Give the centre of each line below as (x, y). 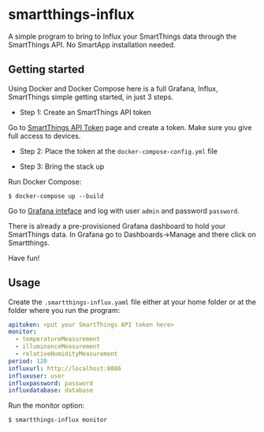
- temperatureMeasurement (58, 339)
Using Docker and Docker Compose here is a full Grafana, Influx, (113, 88)
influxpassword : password (50, 383)
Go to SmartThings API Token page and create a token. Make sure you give (130, 127)
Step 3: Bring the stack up (62, 166)
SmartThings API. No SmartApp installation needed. (92, 44)
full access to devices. (45, 136)
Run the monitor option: (46, 406)
